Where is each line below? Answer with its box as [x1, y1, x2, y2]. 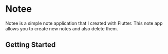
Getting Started [5, 41, 56, 49]
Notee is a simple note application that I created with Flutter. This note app [5, 20, 163, 26]
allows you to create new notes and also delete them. [5, 25, 118, 31]
